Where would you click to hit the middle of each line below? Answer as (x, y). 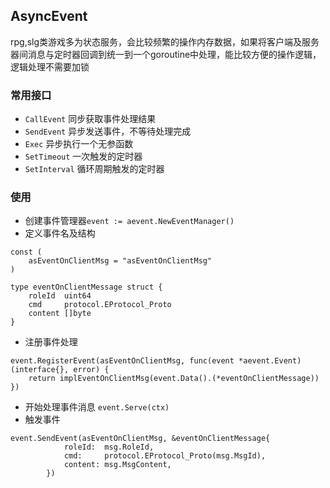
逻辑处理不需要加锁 (50, 66)
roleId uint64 (60, 296)
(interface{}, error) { (60, 370)
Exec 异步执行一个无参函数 (79, 144)
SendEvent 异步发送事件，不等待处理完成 (108, 131)
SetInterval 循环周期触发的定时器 (94, 169)
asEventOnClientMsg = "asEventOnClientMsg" (120, 261)
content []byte (60, 314)
